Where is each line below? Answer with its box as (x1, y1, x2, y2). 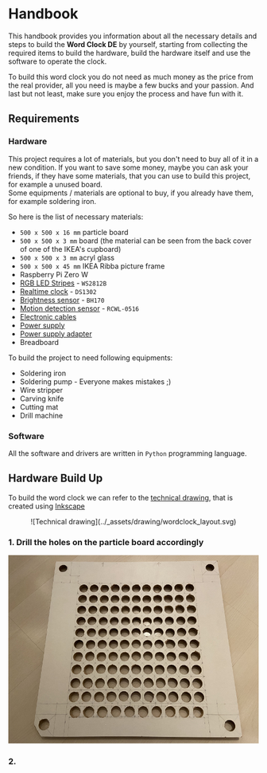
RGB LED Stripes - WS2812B (19, 278, 107, 288)
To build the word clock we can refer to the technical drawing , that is (8, 492, 233, 502)
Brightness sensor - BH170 (19, 295, 105, 304)
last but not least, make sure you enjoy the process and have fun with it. (8, 88, 244, 98)
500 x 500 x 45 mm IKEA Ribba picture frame (19, 261, 165, 271)
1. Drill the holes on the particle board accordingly (8, 536, 204, 547)
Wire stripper (19, 385, 64, 394)
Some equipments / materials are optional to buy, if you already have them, (8, 188, 254, 198)
